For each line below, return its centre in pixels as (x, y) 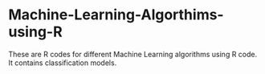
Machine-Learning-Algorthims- (116, 15)
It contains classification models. (63, 63)
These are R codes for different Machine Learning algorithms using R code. (133, 54)
